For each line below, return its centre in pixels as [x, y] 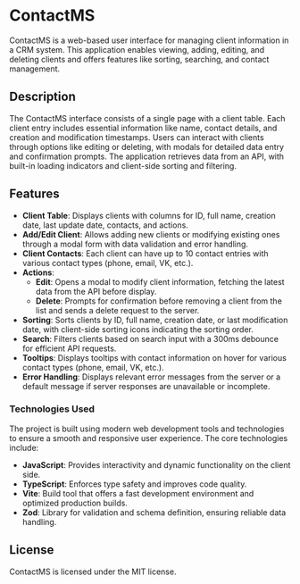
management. [35, 69]
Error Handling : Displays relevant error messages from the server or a [151, 377]
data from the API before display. [96, 291]
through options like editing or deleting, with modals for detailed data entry [146, 146]
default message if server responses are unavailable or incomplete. [146, 386]
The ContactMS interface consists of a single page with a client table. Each [147, 118]
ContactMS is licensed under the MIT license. [93, 571]
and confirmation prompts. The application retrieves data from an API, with [146, 156]
